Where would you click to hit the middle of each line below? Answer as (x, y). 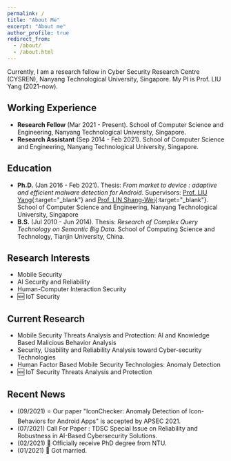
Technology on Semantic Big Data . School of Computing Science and (116, 229)
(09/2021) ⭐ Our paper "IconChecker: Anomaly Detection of (102, 411)
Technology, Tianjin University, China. (71, 236)
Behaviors (31, 421)
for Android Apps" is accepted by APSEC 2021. (114, 421)
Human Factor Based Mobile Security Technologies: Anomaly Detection (119, 365)
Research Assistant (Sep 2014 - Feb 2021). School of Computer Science (121, 139)
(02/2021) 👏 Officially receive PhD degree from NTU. (92, 443)
